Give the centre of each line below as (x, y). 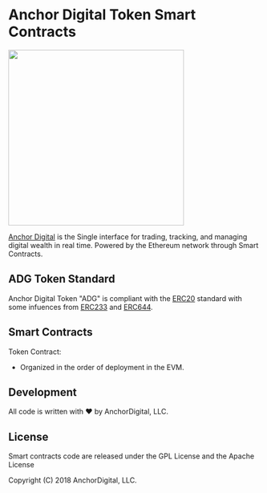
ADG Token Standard (62, 279)
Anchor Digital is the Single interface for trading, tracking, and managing (128, 236)
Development (43, 392)
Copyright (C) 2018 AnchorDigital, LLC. (73, 480)
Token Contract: (35, 352)
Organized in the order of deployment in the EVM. (102, 367)
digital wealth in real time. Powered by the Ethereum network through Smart (133, 245)
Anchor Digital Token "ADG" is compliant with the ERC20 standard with (125, 298)
